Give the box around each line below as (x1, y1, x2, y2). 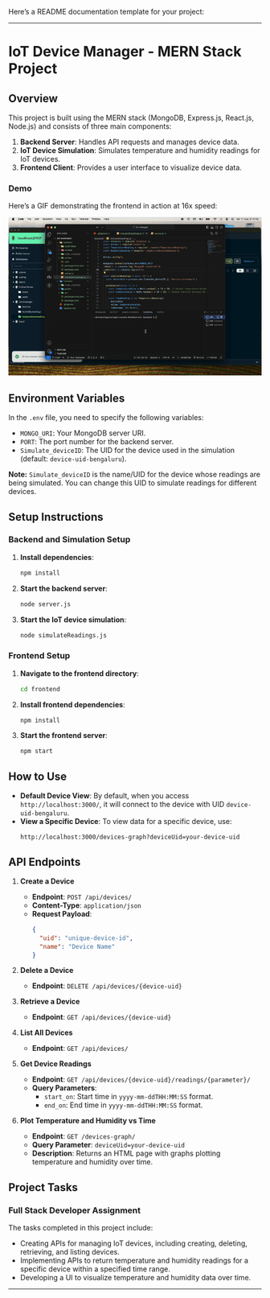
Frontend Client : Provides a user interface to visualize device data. (19, 163, 243, 172)
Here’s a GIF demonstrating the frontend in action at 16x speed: (8, 201, 218, 211)
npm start (19, 748, 54, 756)
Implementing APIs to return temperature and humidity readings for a (19, 1255, 249, 1266)
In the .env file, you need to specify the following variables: (8, 413, 204, 422)
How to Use (8, 769, 67, 783)
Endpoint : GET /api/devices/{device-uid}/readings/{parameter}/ (31, 1074, 251, 1085)
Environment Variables (8, 391, 125, 405)
